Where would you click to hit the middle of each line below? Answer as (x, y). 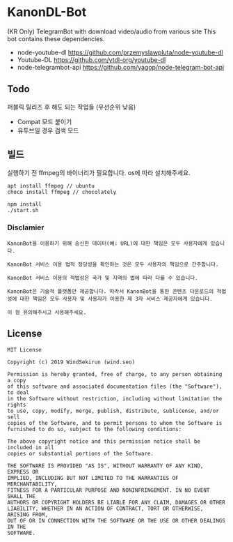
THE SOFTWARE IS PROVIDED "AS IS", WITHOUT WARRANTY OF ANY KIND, (105, 466)
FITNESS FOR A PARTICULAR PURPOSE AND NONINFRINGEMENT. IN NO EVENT (109, 490)
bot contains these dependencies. (56, 38)
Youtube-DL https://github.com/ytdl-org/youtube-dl (91, 59)
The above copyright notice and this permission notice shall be (104, 441)
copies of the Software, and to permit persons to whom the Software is (115, 423)
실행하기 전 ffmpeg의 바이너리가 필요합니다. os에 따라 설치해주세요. (99, 172)
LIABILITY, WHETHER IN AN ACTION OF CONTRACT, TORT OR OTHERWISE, (105, 509)
